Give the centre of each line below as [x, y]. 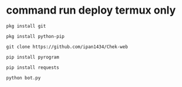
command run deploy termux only [91, 10]
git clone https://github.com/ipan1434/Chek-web [67, 47]
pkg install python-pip [35, 36]
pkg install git [26, 26]
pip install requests [33, 67]
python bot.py [24, 78]
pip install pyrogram [33, 57]
